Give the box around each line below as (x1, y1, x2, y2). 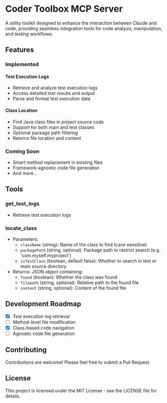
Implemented (5, 61, 39, 68)
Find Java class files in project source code (12, 118, 104, 125)
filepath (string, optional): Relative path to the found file (20, 279, 139, 286)
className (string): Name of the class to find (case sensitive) (20, 241, 147, 247)
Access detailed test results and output (12, 90, 95, 96)
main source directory (20, 263, 67, 269)
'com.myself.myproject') (20, 252, 71, 258)
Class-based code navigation (12, 324, 75, 331)
